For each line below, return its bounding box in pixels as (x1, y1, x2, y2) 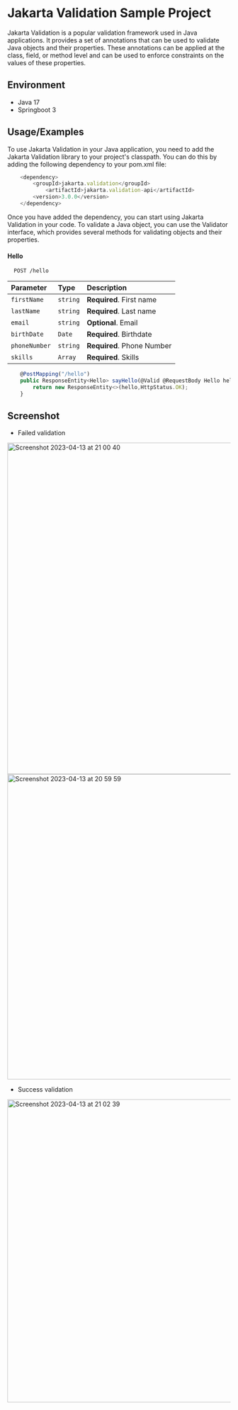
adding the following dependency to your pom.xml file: (7, 160, 167, 168)
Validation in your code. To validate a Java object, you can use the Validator (7, 220, 228, 228)
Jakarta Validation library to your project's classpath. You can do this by (7, 152, 217, 161)
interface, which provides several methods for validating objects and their (7, 228, 222, 236)
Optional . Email (86, 318, 138, 328)
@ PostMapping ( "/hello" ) (20, 371, 91, 378)
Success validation (17, 1085, 73, 1094)
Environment (7, 79, 66, 91)
